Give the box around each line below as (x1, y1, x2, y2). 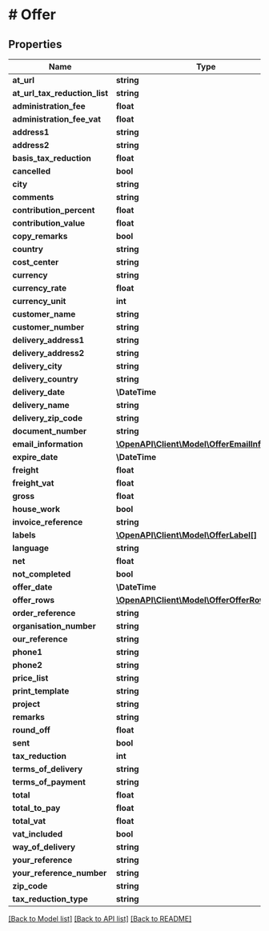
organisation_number (12, 621, 96, 631)
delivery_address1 (12, 334, 85, 346)
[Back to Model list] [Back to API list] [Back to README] (8, 914, 192, 923)
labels (12, 529, 36, 541)
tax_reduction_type (12, 893, 88, 905)
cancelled (12, 166, 51, 177)
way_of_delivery (12, 841, 76, 853)
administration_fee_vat (12, 114, 102, 125)
